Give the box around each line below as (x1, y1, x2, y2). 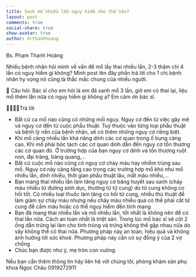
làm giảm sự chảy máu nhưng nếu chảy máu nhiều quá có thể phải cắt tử (14, 197, 190, 204)
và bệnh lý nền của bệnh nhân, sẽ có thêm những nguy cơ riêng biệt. (14, 128, 181, 135)
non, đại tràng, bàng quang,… (14, 153, 87, 160)
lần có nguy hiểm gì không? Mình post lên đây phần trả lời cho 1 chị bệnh (6, 70, 181, 76)
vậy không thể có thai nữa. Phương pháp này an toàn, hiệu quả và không (14, 228, 190, 235)
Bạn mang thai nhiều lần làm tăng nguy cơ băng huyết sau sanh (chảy (14, 178, 183, 185)
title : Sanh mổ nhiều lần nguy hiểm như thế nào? (6, 8, 130, 15)
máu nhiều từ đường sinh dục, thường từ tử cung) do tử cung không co (14, 184, 185, 191)
